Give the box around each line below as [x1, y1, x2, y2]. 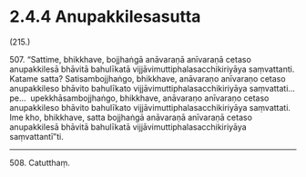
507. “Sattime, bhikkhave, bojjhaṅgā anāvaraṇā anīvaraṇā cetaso [9, 54, 252, 64]
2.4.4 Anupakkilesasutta [9, 6, 201, 27]
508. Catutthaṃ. [9, 157, 70, 168]
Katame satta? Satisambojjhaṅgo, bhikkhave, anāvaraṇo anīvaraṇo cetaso [9, 73, 286, 84]
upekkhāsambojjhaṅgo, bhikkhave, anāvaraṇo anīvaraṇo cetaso [30, 93, 270, 103]
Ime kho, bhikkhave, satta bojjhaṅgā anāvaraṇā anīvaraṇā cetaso [9, 112, 253, 123]
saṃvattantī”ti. [9, 131, 64, 142]
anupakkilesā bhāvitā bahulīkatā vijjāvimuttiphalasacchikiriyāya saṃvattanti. [9, 64, 295, 74]
